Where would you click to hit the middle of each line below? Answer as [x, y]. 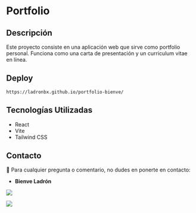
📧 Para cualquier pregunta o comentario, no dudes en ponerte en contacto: [98, 170]
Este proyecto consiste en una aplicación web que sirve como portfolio [93, 47]
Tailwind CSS [31, 137]
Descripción [29, 33]
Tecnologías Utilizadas [49, 110]
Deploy [20, 78]
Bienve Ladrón [33, 182]
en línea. [17, 60]
